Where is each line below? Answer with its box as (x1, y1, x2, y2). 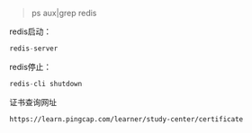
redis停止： (9, 61, 52, 72)
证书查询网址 (9, 96, 57, 107)
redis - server (9, 44, 58, 53)
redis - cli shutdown (9, 79, 83, 88)
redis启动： (9, 26, 52, 37)
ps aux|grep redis (31, 8, 97, 18)
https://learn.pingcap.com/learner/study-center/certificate (9, 114, 244, 124)
